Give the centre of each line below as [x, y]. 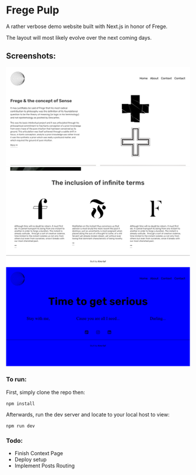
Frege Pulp [33, 10]
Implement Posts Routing [44, 466]
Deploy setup [30, 459]
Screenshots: [31, 56]
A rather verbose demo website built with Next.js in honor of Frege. [87, 26]
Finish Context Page [38, 453]
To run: [17, 379]
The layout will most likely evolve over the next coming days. [79, 37]
